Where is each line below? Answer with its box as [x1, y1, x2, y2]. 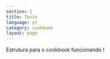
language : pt [6, 19, 38, 25]
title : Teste [6, 14, 38, 20]
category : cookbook [6, 25, 54, 31]
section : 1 [6, 8, 33, 15]
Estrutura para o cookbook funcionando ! [6, 46, 105, 53]
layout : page [6, 30, 38, 36]
